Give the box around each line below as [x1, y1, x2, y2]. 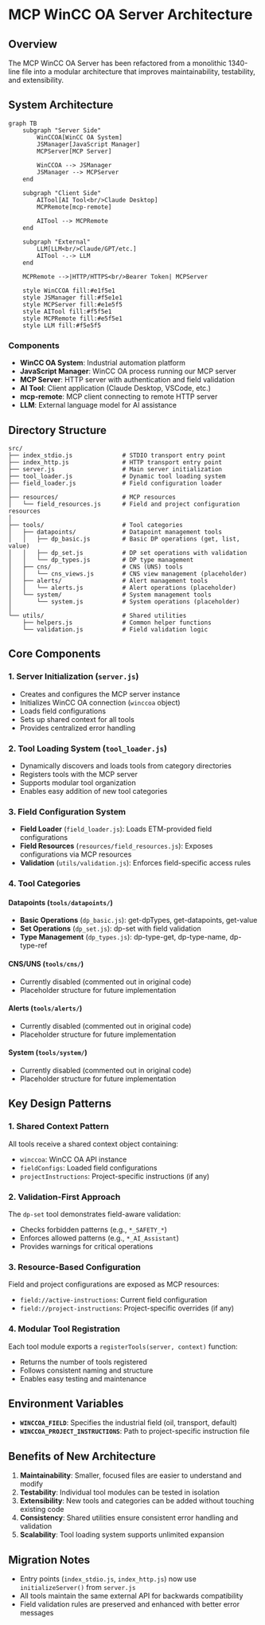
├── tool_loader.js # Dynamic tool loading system [8, 472, 226, 480]
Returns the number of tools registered [19, 1357, 147, 1366]
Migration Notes [8, 1553, 90, 1566]
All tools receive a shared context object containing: [8, 1139, 179, 1148]
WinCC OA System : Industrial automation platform [19, 358, 185, 368]
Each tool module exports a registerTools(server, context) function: [8, 1342, 238, 1351]
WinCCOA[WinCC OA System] [37, 133, 123, 141]
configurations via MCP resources [19, 850, 132, 859]
